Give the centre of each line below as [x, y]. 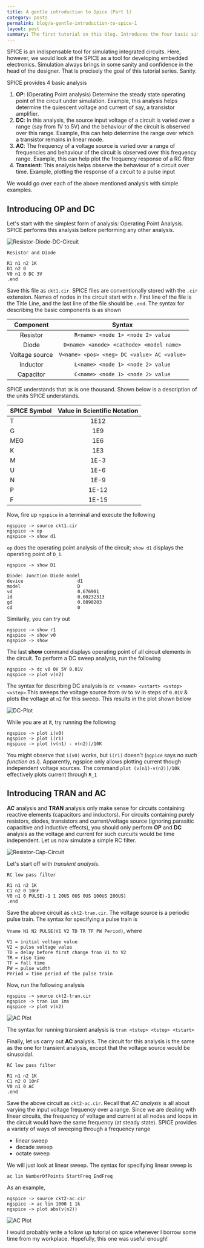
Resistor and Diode [31, 253]
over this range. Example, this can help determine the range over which [105, 133]
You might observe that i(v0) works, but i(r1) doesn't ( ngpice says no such [102, 755]
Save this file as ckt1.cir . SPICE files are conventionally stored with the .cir [102, 290]
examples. [20, 190]
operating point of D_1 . [35, 554]
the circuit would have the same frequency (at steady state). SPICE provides [102, 1122]
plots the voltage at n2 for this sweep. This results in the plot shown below [99, 699]
